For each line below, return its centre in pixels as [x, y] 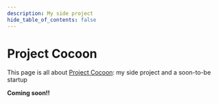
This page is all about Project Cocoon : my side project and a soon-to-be [109, 73]
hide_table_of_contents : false [52, 20]
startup [17, 80]
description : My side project [50, 13]
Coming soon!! [28, 93]
